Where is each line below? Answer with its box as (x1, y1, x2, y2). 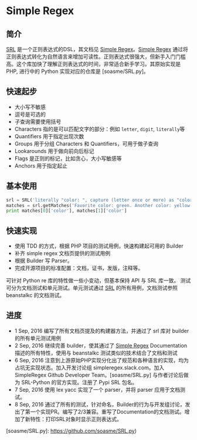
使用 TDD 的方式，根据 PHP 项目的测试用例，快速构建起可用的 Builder (14, 242, 184, 249)
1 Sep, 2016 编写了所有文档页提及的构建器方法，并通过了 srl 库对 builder (14, 327, 189, 334)
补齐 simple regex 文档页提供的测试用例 (14, 250, 111, 257)
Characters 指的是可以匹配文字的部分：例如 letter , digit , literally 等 (14, 125, 185, 132)
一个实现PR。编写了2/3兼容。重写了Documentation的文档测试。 (30, 408, 185, 415)
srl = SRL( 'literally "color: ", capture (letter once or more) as (6, 197, 175, 203)
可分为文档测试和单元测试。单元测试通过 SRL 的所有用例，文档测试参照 (6, 284, 178, 292)
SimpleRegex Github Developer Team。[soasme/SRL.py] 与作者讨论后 (14, 371, 184, 378)
